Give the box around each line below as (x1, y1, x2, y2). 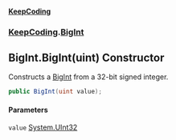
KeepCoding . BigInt (8, 26, 84, 38)
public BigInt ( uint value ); (8, 88, 103, 96)
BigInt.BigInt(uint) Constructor (8, 50, 165, 64)
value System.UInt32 (8, 122, 78, 132)
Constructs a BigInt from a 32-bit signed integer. (8, 72, 169, 82)
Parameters (8, 105, 48, 114)
